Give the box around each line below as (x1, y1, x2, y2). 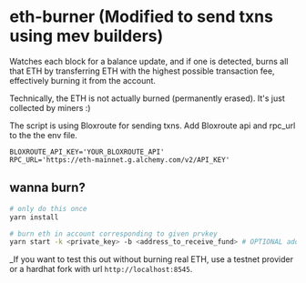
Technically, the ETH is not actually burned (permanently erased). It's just (9, 93, 285, 104)
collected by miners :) (9, 102, 91, 113)
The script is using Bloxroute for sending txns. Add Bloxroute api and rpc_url (9, 120, 296, 131)
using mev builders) (9, 25, 164, 46)
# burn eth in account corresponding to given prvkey (9, 229, 219, 238)
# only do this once (9, 204, 88, 213)
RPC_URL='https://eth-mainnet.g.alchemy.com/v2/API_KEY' (9, 155, 230, 165)
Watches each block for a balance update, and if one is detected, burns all (9, 56, 289, 66)
